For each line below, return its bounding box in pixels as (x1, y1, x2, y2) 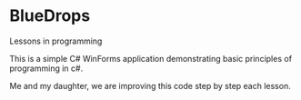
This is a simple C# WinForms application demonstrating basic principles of (9, 53, 293, 64)
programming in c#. (9, 63, 84, 74)
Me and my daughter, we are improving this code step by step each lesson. (9, 80, 291, 91)
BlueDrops (9, 5, 91, 26)
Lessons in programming (9, 35, 103, 46)
